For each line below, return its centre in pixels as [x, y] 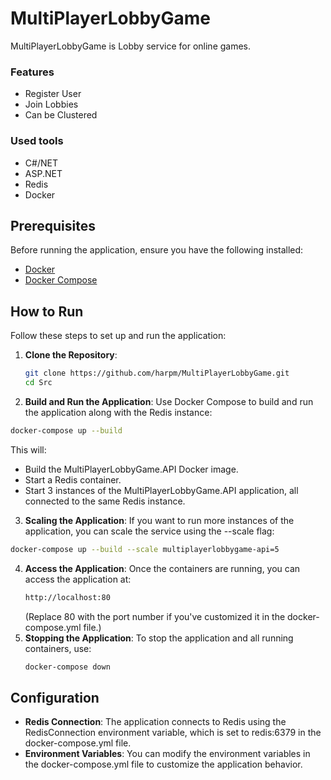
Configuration [55, 697]
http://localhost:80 [67, 597]
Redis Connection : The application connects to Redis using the [155, 722]
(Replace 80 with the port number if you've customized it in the [155, 616]
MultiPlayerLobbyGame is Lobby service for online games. [131, 46]
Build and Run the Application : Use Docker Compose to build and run [169, 401]
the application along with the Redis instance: [118, 412]
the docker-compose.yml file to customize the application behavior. [163, 764]
